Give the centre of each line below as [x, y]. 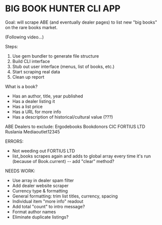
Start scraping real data [36, 71]
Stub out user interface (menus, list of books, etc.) [63, 66]
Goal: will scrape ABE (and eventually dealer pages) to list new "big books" [81, 22]
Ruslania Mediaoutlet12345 [32, 131]
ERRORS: [14, 141]
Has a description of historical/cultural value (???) [63, 117]
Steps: [12, 46]
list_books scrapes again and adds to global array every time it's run [81, 156]
